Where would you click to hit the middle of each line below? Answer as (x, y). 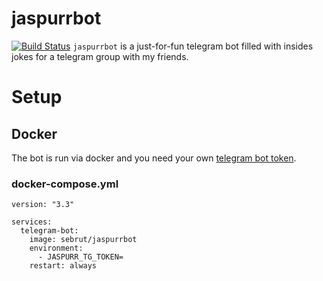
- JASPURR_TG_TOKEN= (80, 257)
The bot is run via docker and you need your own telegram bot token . (154, 158)
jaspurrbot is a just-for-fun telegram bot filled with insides (193, 46)
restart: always (63, 266)
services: (32, 222)
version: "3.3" (43, 205)
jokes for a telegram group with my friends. (100, 56)
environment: (56, 248)
